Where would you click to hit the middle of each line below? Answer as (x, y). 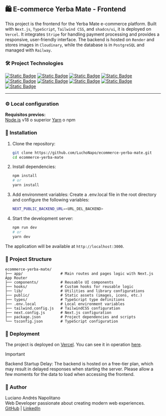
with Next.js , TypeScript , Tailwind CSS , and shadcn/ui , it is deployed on (78, 29)
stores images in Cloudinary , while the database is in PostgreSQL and (75, 45)
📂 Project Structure (28, 259)
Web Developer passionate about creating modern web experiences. (75, 403)
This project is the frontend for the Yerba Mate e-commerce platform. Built (81, 24)
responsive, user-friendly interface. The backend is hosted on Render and (80, 39)
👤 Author (16, 387)
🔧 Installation (21, 133)
